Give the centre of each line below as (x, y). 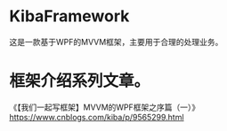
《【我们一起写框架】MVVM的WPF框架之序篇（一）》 (105, 107)
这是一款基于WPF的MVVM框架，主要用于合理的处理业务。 (116, 42)
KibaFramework (69, 16)
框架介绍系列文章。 (80, 81)
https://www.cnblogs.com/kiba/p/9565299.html (97, 117)
